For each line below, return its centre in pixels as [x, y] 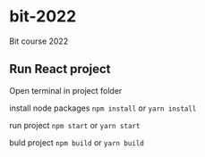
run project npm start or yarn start [75, 125]
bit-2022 [43, 17]
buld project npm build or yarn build [77, 142]
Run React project [60, 69]
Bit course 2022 [39, 41]
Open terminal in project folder [66, 90]
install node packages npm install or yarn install [103, 108]
